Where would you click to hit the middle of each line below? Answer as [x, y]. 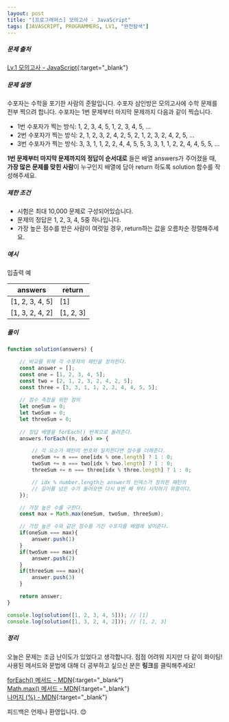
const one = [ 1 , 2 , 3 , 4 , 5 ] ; [63, 374]
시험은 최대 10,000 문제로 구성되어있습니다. [75, 211]
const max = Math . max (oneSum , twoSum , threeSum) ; [92, 514]
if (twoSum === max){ [49, 552]
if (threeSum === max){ [52, 571]
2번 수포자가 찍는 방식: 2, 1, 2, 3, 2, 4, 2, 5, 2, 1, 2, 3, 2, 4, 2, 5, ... [106, 135]
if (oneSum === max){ [49, 533]
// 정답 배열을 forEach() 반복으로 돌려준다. [76, 432]
